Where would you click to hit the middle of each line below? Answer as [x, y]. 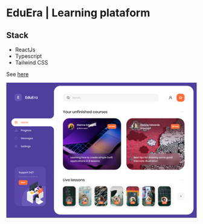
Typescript [28, 56]
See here [18, 74]
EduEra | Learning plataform [78, 13]
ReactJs [25, 50]
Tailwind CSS [31, 62]
